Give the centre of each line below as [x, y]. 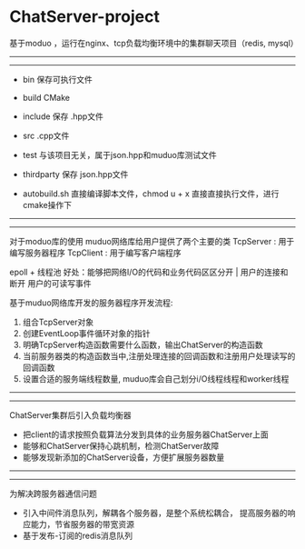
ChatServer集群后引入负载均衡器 [70, 414]
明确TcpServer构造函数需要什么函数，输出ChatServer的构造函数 [143, 344]
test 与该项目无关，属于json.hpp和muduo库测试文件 [119, 155]
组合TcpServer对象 [58, 322]
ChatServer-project [85, 17]
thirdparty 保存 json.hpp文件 [75, 174]
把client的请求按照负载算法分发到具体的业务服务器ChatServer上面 [146, 434]
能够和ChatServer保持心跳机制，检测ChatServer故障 [121, 445]
